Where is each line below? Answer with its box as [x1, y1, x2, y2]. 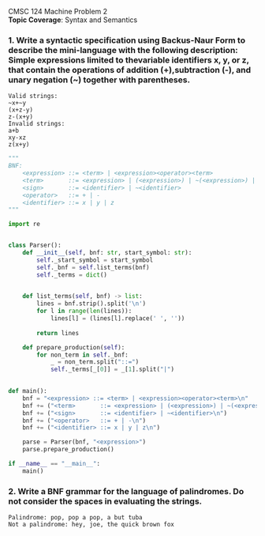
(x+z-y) [8, 106, 34, 114]
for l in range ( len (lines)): [36, 308, 132, 315]
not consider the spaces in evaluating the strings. [8, 496, 203, 507]
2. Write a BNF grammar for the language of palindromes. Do [8, 485, 244, 496]
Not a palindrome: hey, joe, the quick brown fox [8, 521, 175, 529]
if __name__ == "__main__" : [8, 460, 101, 468]
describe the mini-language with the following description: [8, 44, 238, 55]
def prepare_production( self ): [22, 343, 125, 351]
